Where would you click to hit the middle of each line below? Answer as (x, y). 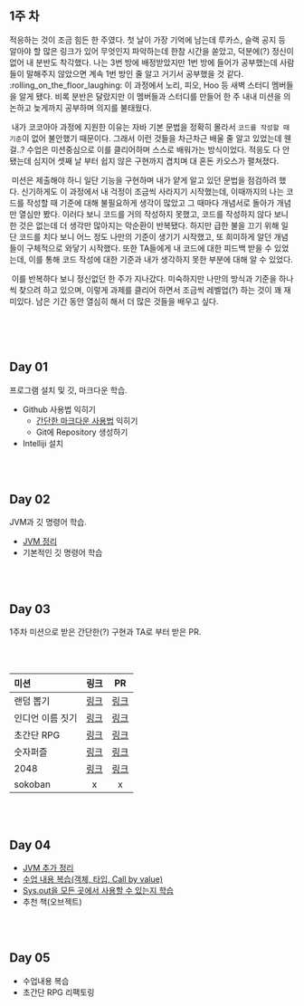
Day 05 (30, 958)
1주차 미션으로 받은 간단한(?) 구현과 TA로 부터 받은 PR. (105, 632)
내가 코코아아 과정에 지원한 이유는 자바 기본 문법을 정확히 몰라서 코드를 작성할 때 (150, 127)
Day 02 (30, 499)
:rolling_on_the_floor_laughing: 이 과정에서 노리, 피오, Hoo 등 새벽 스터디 (139, 85)
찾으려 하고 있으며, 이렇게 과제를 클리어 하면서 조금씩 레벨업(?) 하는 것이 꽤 (150, 290)
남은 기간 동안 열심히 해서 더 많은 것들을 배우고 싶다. (127, 301)
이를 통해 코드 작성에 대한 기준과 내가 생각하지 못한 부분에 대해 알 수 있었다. (161, 259)
